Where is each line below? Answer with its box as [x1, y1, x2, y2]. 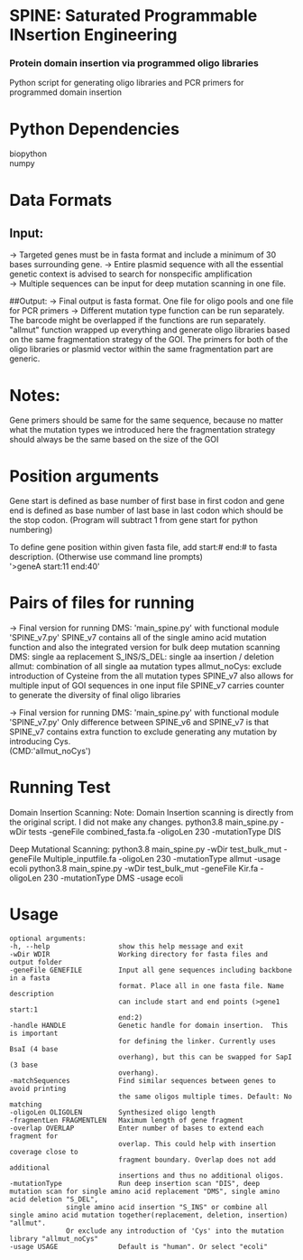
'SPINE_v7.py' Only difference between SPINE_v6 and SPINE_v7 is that [9, 717, 269, 728]
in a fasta [9, 974, 50, 983]
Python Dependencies [9, 118, 180, 139]
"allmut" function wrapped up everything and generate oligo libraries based [9, 324, 290, 335]
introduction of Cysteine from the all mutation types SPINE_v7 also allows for [9, 670, 294, 682]
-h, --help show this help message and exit [9, 942, 244, 951]
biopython [9, 148, 48, 159]
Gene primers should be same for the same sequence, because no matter [9, 415, 284, 425]
